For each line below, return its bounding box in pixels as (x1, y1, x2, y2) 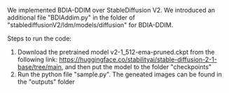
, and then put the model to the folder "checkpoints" (61, 63, 212, 71)
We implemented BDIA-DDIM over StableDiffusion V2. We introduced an (7, 6, 216, 14)
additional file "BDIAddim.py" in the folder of (7, 13, 135, 22)
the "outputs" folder (17, 78, 76, 86)
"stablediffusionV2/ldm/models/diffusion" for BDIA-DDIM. (7, 21, 174, 29)
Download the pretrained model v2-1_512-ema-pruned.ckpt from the (17, 48, 215, 56)
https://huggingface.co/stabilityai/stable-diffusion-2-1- (59, 55, 217, 64)
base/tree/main (17, 63, 62, 71)
